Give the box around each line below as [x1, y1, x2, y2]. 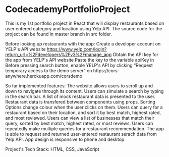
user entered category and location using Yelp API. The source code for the [5, 25, 162, 31]
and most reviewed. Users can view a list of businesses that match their [5, 115, 155, 121]
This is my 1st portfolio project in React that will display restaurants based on [5, 20, 164, 26]
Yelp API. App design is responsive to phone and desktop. [5, 136, 126, 142]
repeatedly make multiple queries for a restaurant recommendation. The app [5, 125, 164, 132]
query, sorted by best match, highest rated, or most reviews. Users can [5, 120, 153, 126]
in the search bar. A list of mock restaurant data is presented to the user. [5, 93, 155, 99]
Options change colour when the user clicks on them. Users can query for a [5, 104, 163, 110]
